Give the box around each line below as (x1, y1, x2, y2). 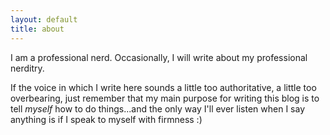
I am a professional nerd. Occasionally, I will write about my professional (10, 51, 308, 63)
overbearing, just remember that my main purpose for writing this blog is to (10, 92, 320, 104)
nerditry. (10, 62, 45, 74)
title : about (10, 24, 65, 34)
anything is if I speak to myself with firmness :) (10, 113, 203, 125)
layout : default (10, 14, 78, 25)
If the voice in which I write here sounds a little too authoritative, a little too (10, 81, 317, 93)
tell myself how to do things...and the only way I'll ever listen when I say (10, 102, 306, 115)
